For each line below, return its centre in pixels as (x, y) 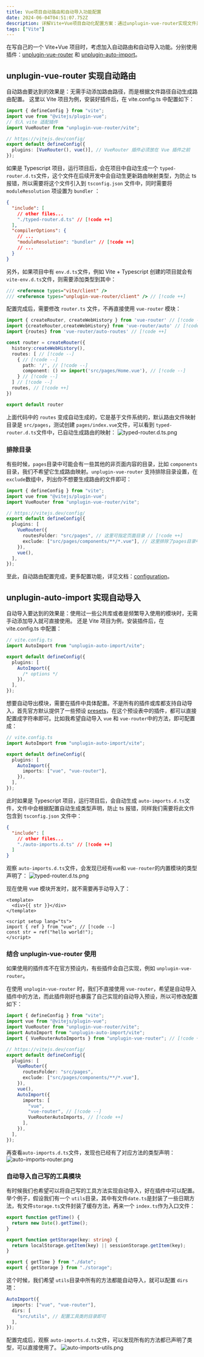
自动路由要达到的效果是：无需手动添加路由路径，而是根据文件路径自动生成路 (102, 91)
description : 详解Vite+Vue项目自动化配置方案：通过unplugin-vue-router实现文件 (101, 23)
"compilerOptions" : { (39, 231)
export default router (35, 405)
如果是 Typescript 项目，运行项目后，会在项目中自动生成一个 (82, 168)
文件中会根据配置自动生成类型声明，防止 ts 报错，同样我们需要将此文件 (106, 808)
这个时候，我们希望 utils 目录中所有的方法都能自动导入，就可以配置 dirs (97, 1280)
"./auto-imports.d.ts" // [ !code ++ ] (65, 845)
